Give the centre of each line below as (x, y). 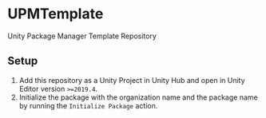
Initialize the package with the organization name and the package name (138, 97)
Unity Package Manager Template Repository (82, 36)
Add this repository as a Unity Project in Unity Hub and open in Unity (132, 80)
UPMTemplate (56, 14)
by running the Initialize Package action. (88, 105)
